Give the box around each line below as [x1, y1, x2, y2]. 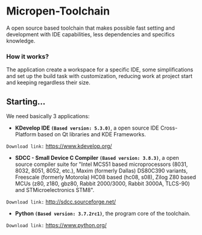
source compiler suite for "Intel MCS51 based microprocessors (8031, [14, 161, 188, 168]
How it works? [6, 52, 49, 61]
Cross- [160, 124, 178, 131]
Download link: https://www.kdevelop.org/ [6, 142, 113, 150]
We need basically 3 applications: [6, 113, 90, 120]
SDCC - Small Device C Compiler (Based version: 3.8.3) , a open [14, 154, 180, 162]
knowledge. [6, 37, 36, 44]
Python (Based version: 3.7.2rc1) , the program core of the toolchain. [14, 210, 191, 217]
